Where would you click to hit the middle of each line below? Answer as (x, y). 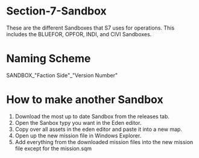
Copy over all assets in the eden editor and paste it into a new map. (99, 129)
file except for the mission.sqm (53, 148)
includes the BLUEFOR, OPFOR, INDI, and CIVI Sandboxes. (79, 34)
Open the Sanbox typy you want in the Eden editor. (78, 122)
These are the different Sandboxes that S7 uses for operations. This (90, 28)
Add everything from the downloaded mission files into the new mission (104, 142)
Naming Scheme (49, 59)
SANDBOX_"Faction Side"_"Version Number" (62, 75)
